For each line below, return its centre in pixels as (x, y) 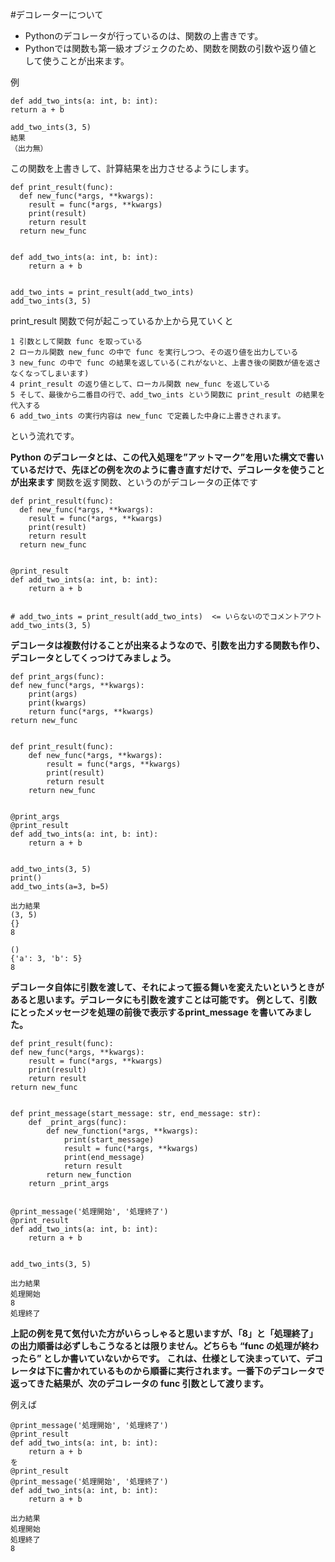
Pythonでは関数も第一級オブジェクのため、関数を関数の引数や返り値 (166, 48)
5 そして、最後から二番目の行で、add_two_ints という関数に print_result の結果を (168, 395)
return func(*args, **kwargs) (91, 712)
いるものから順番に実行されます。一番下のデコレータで (211, 1371)
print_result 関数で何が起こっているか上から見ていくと (122, 321)
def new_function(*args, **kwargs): (122, 1131)
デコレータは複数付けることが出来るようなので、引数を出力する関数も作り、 (167, 645)
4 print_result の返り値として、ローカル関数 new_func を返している (140, 384)
